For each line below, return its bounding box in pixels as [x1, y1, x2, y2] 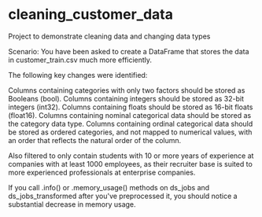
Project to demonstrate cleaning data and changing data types [8, 31, 211, 41]
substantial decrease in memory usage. [8, 199, 136, 209]
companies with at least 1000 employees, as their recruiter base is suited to [8, 159, 253, 168]
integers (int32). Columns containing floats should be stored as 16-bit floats [8, 102, 253, 112]
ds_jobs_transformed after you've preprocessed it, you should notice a [8, 191, 238, 200]
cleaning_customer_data [8, 6, 174, 24]
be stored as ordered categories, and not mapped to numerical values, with [8, 127, 253, 137]
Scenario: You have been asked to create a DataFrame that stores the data [8, 46, 249, 56]
